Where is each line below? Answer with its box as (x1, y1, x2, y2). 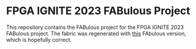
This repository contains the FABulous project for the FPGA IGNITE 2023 (6, 24, 184, 31)
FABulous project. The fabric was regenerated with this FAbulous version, (6, 30, 186, 37)
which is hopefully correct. (6, 36, 72, 43)
